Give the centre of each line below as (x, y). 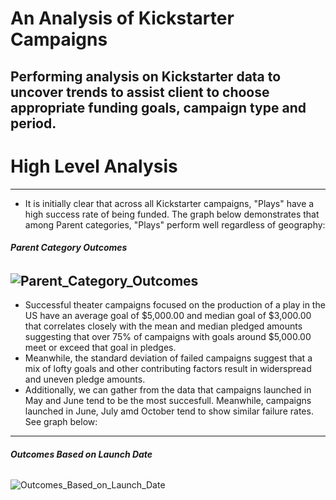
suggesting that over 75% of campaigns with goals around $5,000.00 (168, 337)
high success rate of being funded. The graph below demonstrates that (172, 214)
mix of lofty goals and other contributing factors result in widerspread (168, 369)
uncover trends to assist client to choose (140, 92)
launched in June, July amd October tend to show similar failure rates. (169, 411)
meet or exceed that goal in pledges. (100, 348)
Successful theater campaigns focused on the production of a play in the (175, 305)
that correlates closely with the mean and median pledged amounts (163, 326)
